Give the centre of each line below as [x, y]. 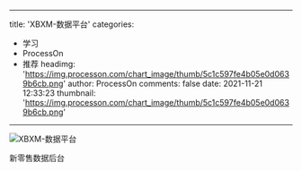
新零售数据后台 [37, 158]
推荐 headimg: [49, 64]
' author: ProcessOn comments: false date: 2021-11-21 [163, 83]
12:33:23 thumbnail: [59, 93]
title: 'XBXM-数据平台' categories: [72, 24]
